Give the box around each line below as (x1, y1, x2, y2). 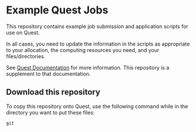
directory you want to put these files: (6, 109, 95, 116)
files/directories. (6, 53, 46, 60)
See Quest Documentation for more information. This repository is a (6, 64, 170, 71)
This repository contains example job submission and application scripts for (6, 23, 188, 30)
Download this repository (6, 87, 101, 97)
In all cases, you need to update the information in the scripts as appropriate (6, 40, 190, 47)
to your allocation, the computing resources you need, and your (6, 46, 160, 53)
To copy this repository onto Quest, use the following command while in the (6, 103, 188, 110)
